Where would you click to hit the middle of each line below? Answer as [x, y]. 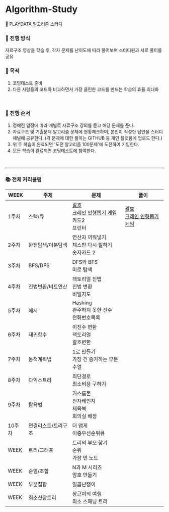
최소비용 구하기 [89, 384]
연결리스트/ [41, 426]
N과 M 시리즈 [87, 468]
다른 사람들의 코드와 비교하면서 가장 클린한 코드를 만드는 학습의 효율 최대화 [86, 89]
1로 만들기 [84, 352]
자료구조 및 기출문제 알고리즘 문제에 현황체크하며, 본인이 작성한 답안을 [81, 131]
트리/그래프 [41, 450]
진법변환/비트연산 [48, 287]
